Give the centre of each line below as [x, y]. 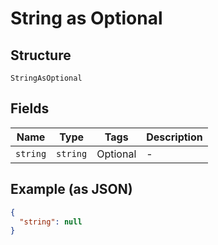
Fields [30, 108]
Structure [41, 55]
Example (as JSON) [71, 189]
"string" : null [51, 222]
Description [174, 137]
